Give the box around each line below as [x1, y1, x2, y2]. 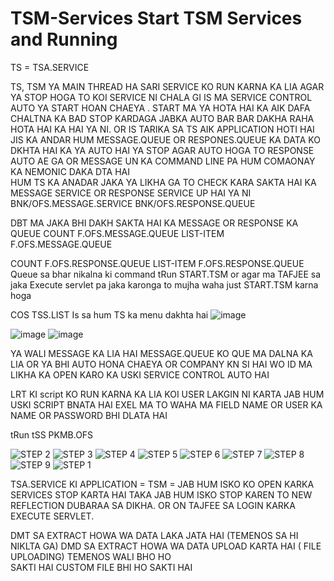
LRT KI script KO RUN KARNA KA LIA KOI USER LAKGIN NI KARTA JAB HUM [10, 388, 325, 400]
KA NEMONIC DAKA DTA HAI [10, 165, 131, 177]
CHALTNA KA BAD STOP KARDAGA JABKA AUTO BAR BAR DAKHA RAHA [10, 112, 315, 124]
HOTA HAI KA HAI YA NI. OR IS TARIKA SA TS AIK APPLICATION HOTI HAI [10, 123, 315, 135]
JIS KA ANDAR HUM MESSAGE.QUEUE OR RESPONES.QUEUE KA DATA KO [10, 133, 321, 146]
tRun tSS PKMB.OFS [10, 428, 94, 441]
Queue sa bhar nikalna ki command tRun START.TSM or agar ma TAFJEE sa [10, 268, 322, 280]
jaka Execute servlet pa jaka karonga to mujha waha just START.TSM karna [10, 278, 319, 291]
